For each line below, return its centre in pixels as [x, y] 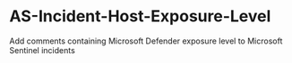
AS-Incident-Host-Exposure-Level [140, 16]
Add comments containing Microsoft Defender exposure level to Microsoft [146, 41]
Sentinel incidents [43, 50]
